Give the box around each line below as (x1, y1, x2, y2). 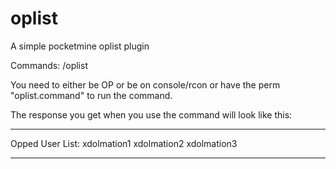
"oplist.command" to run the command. (10, 89, 173, 101)
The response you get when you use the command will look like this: (10, 108, 293, 121)
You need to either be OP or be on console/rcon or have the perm (10, 78, 281, 91)
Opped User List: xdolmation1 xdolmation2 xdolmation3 (10, 137, 238, 149)
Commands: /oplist (10, 59, 88, 71)
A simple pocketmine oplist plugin (10, 40, 150, 52)
